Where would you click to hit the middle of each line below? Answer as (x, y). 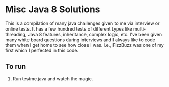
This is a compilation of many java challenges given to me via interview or (82, 23)
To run (16, 66)
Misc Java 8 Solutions (53, 9)
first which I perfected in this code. (42, 50)
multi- (139, 28)
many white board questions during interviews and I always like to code (80, 40)
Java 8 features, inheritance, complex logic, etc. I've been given (95, 34)
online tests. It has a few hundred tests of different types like (69, 28)
